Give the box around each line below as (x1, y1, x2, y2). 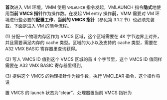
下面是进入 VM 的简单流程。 (13, 23, 72, 29)
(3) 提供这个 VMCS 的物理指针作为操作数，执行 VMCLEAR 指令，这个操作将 (5, 73, 161, 79)
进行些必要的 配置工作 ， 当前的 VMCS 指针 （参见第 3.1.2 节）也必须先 (9, 17, 151, 22)
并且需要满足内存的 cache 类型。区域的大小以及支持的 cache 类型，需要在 (5, 40, 158, 46)
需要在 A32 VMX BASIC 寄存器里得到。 (5, 62, 86, 68)
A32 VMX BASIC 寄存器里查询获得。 (5, 46, 80, 51)
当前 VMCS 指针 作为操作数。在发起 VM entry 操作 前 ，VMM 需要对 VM (9, 10, 155, 16)
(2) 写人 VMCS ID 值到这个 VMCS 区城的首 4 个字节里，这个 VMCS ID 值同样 (5, 56, 163, 62)
